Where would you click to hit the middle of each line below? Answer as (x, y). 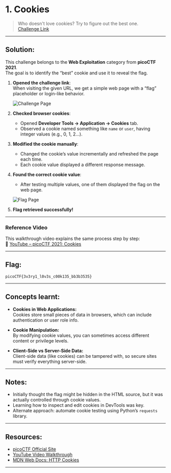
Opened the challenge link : (42, 83)
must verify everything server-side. (50, 361)
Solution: (20, 50)
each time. (31, 159)
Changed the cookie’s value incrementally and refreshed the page (89, 153)
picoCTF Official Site (34, 449)
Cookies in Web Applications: (45, 309)
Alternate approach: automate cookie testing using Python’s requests (85, 411)
